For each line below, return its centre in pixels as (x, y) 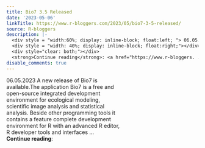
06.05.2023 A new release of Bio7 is (52, 80)
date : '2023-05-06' (31, 18)
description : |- (27, 35)
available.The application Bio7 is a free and (60, 86)
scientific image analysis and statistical (56, 106)
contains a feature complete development (59, 119)
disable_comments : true (37, 63)
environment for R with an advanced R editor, (63, 125)
